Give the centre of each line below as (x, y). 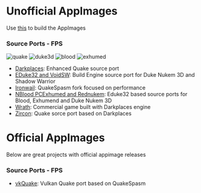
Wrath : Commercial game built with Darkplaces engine (83, 107)
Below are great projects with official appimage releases (76, 155)
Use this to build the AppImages (46, 28)
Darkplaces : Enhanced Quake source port (67, 68)
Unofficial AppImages (62, 11)
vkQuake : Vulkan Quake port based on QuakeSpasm (80, 183)
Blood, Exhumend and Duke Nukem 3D (63, 100)
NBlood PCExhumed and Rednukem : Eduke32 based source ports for (101, 94)
